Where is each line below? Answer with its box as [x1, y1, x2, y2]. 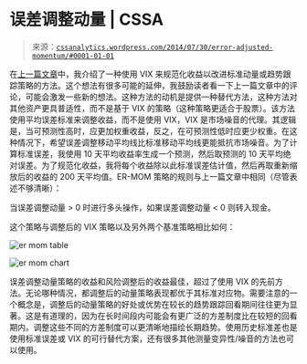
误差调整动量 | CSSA [9, 9, 164, 30]
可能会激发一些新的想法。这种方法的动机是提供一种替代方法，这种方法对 [25, 91, 298, 102]
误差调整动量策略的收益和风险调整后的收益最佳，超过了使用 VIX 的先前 [9, 276, 276, 286]
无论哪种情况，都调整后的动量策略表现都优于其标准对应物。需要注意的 [25, 287, 290, 298]
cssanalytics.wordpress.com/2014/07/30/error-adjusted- [56, 43, 274, 52]
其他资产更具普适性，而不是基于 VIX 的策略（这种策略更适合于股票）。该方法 [9, 102, 295, 113]
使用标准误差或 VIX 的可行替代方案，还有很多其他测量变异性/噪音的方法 [9, 333, 279, 344]
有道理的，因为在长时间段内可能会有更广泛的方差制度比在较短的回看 [40, 310, 298, 321]
